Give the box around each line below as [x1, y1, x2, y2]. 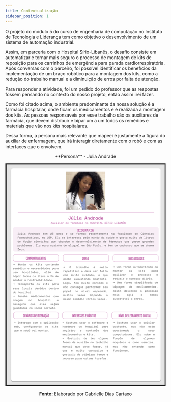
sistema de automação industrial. [5, 39, 75, 45]
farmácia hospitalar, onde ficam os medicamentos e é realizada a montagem [5, 106, 166, 112]
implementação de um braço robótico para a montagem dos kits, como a [5, 70, 158, 76]
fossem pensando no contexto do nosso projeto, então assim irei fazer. [5, 91, 154, 97]
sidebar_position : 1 [5, 13, 49, 19]
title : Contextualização [5, 8, 58, 13]
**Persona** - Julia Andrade [55, 153, 116, 159]
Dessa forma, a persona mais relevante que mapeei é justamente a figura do [5, 132, 165, 138]
